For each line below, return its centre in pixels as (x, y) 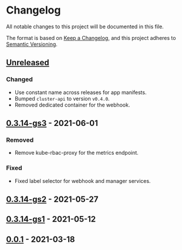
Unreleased (28, 63)
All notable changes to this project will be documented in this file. (85, 26)
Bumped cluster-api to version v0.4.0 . (62, 98)
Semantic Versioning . (32, 44)
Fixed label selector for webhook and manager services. (82, 181)
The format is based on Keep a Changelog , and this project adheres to (91, 38)
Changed (20, 79)
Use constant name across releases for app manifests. (80, 92)
